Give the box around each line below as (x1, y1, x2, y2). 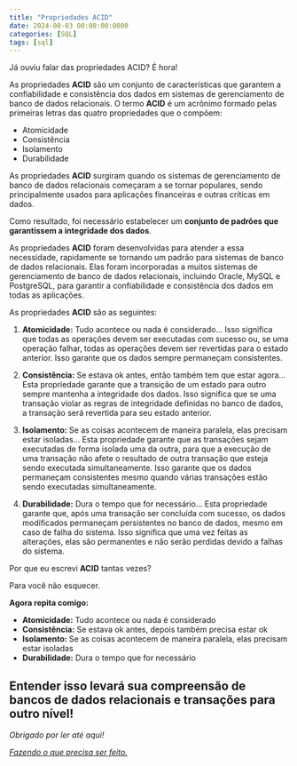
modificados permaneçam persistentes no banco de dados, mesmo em (21, 517, 284, 529)
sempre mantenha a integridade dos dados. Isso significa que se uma (21, 388, 277, 400)
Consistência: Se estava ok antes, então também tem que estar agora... (21, 370, 286, 380)
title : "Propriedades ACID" (9, 12, 113, 22)
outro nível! (9, 706, 74, 721)
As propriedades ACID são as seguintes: (9, 307, 158, 318)
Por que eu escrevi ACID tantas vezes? (9, 563, 152, 574)
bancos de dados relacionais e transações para (9, 692, 276, 707)
